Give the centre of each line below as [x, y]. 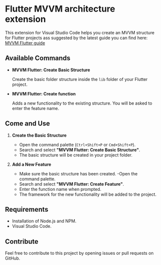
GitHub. [13, 258]
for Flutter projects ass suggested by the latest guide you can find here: [76, 38]
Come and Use [28, 124]
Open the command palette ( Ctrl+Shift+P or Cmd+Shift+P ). [77, 144]
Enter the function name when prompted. [60, 189]
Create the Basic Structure [39, 135]
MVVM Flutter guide [25, 43]
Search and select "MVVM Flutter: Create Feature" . [72, 184]
